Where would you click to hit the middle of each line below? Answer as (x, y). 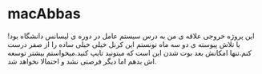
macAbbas (44, 14)
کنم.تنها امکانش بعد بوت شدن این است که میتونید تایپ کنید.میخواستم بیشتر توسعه (129, 53)
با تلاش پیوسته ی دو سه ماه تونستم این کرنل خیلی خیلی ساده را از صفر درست (124, 44)
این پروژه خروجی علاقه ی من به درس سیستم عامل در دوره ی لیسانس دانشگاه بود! (131, 36)
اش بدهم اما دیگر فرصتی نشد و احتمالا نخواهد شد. (82, 61)
